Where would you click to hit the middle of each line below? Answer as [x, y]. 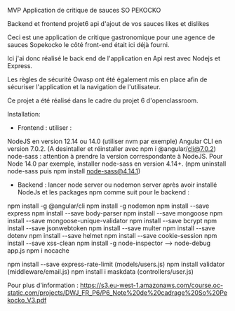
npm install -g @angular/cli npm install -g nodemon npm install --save [108, 206]
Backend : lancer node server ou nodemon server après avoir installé [117, 185]
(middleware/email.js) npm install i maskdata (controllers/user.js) [101, 272]
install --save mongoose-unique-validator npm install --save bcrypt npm [112, 221]
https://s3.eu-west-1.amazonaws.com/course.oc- [152, 285]
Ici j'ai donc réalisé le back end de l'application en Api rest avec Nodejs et [114, 58]
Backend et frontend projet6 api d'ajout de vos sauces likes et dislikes [108, 24]
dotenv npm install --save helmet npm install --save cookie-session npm [112, 236]
